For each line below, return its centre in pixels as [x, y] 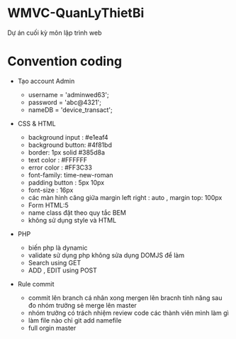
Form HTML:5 [48, 205]
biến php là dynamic [58, 248]
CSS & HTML [36, 123]
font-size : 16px [51, 190]
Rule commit [36, 284]
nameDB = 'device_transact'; [71, 110]
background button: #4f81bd [70, 145]
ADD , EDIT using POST [63, 270]
